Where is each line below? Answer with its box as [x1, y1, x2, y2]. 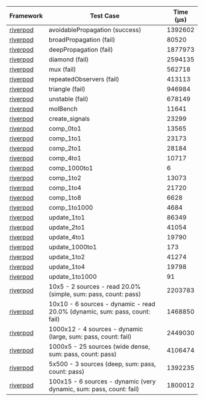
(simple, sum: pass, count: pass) [48, 290, 141, 298]
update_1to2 [48, 253, 85, 261]
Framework [9, 12, 43, 20]
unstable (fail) [48, 95, 89, 103]
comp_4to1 [48, 154, 82, 162]
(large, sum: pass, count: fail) [48, 332, 132, 341]
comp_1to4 [48, 183, 82, 192]
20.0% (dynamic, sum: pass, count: [48, 307, 151, 315]
